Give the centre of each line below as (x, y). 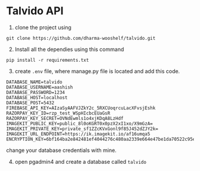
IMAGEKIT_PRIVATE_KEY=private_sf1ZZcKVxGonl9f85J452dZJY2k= (82, 129)
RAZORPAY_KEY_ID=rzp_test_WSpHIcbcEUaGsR (58, 113)
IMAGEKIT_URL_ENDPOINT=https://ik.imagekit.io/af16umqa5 (78, 134)
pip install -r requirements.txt (48, 60)
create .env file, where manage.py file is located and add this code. (97, 71)
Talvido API (35, 11)
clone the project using (43, 27)
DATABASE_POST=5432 (30, 103)
